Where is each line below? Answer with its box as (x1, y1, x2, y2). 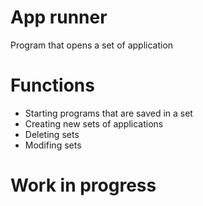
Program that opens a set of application (10, 39, 174, 51)
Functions (10, 74, 95, 97)
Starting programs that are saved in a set (24, 107, 193, 119)
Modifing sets (24, 139, 82, 151)
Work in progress (10, 174, 157, 197)
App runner (10, 6, 108, 29)
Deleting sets (24, 128, 80, 140)
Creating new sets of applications (24, 117, 164, 130)
